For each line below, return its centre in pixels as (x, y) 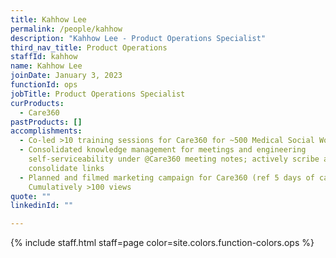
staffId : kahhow (44, 57)
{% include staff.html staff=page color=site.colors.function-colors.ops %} (162, 243)
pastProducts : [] (46, 122)
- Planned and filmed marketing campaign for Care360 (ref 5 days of (167, 177)
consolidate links (66, 168)
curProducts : (37, 103)
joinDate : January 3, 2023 (66, 76)
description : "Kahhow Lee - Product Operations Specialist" (138, 38)
